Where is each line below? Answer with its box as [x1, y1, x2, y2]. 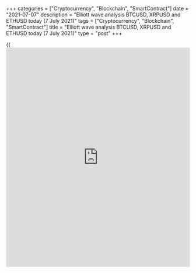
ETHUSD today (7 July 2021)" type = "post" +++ [6, 30, 123, 37]
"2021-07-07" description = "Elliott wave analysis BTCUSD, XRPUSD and [6, 11, 181, 18]
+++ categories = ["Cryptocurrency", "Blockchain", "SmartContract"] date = [6, 5, 189, 12]
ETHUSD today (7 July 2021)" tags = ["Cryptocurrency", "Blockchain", [6, 18, 174, 24]
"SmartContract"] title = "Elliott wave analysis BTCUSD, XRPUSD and [6, 23, 171, 30]
